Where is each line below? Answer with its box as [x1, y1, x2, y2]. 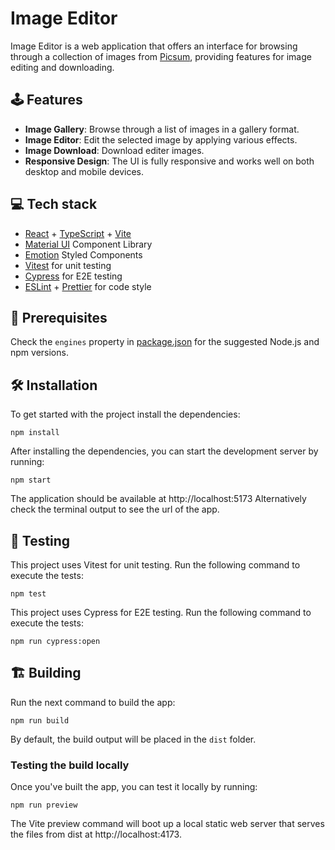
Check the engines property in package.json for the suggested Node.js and [10, 336, 320, 348]
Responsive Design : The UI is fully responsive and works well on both [24, 155, 315, 167]
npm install [10, 428, 60, 438]
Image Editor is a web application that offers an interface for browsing [10, 40, 298, 52]
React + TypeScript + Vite [24, 227, 132, 239]
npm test [10, 589, 47, 599]
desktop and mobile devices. [24, 165, 145, 177]
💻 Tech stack [10, 196, 98, 213]
